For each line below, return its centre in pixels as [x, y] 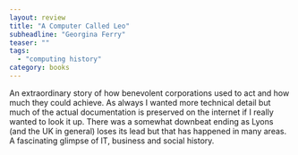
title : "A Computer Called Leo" [69, 26]
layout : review [38, 17]
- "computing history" [60, 59]
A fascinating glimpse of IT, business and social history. [112, 141]
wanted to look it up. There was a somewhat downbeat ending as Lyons [141, 121]
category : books [39, 68]
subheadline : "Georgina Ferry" [68, 34]
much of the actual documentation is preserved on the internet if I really [142, 112]
